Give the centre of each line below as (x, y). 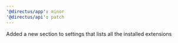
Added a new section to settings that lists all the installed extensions (89, 34)
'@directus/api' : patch (35, 17)
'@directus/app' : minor (35, 11)
